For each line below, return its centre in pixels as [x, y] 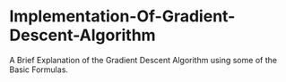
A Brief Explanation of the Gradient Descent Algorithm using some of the [143, 60]
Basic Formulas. [39, 70]
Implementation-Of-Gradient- [122, 16]
